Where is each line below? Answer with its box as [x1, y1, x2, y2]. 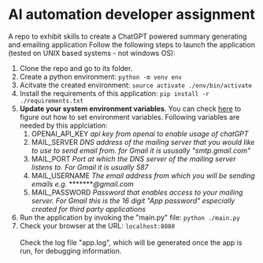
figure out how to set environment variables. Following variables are [19, 112, 240, 121]
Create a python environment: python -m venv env [19, 72, 183, 81]
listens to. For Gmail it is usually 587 [31, 162, 149, 172]
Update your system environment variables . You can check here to [19, 104, 242, 113]
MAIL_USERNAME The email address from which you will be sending [31, 171, 256, 180]
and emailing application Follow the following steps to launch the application [8, 39, 256, 49]
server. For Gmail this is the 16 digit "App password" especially [31, 195, 235, 206]
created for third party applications [31, 204, 146, 213]
